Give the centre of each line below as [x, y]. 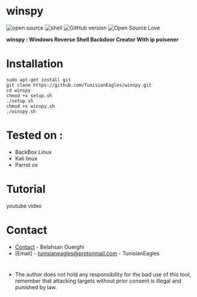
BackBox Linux [33, 152]
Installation [35, 64]
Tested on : [35, 135]
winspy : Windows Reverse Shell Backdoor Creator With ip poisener [92, 39]
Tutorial [26, 189]
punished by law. [36, 287]
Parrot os [26, 164]
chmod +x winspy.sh [31, 106]
